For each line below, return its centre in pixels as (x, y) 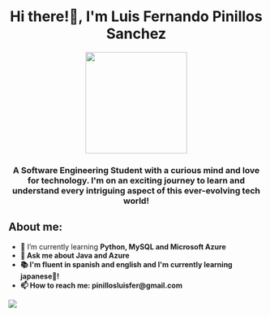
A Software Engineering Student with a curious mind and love (136, 170)
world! (136, 201)
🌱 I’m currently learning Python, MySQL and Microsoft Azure (123, 246)
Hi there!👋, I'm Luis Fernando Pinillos (136, 17)
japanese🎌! (39, 276)
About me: (36, 227)
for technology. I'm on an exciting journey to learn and (136, 180)
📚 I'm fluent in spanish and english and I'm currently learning (126, 264)
